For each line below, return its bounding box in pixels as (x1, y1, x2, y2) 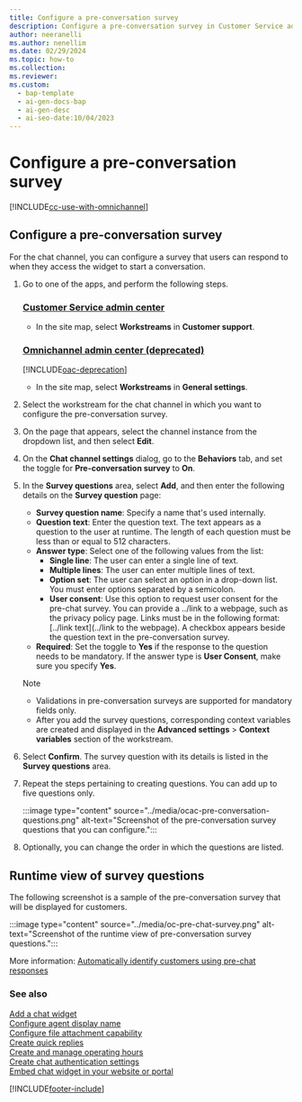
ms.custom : (9, 80, 50, 89)
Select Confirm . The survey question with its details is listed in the (22, 751, 269, 762)
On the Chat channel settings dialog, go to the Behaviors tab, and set (22, 453, 283, 464)
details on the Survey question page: (22, 490, 162, 501)
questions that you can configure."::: (22, 824, 157, 835)
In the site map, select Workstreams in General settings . (35, 382, 248, 393)
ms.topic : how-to (9, 55, 75, 64)
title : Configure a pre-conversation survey (9, 13, 179, 23)
